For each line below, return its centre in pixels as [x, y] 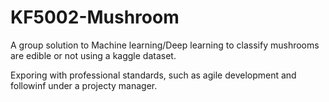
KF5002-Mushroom [95, 17]
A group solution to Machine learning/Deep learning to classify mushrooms [165, 45]
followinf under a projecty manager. [84, 85]
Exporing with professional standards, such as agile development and [153, 75]
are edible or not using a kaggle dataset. [93, 55]
